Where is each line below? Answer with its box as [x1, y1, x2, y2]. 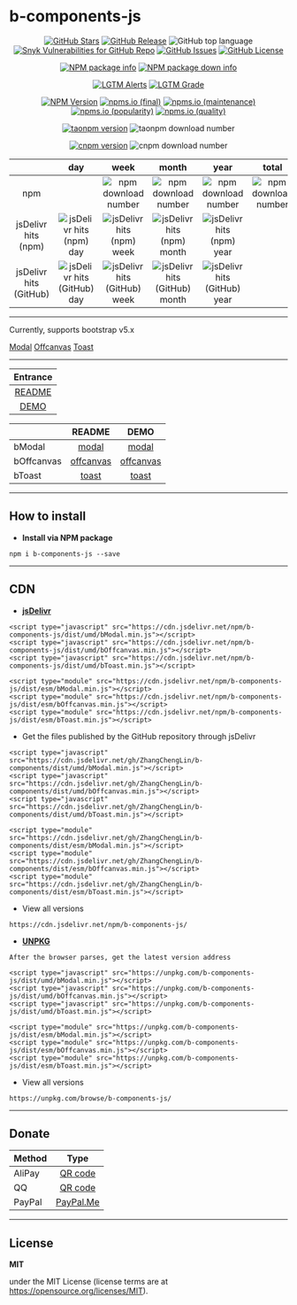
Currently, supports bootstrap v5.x [9, 324, 135, 335]
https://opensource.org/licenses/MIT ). [9, 1286, 148, 1296]
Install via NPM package [21, 532, 113, 543]
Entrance [13, 370, 53, 382]
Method [13, 1153, 48, 1165]
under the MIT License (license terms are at [9, 1277, 168, 1287]
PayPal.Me [56, 1196, 100, 1208]
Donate [9, 1126, 50, 1141]
